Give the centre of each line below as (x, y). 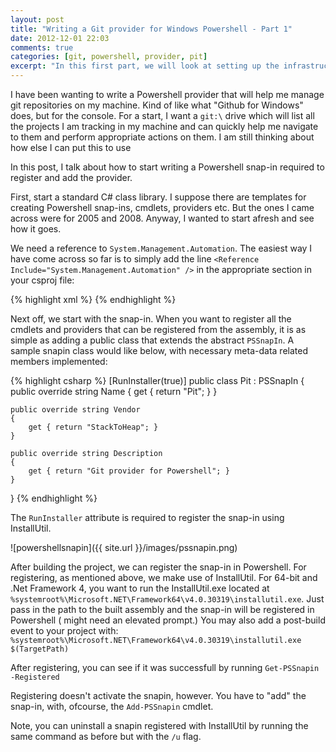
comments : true (42, 47)
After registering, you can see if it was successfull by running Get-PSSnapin (165, 667)
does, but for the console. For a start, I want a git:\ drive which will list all (162, 115)
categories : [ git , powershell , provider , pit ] (109, 57)
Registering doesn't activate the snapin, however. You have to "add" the (158, 695)
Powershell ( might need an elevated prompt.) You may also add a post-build (168, 620)
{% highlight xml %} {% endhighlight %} (93, 299)
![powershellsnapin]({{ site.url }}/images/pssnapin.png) (124, 547)
